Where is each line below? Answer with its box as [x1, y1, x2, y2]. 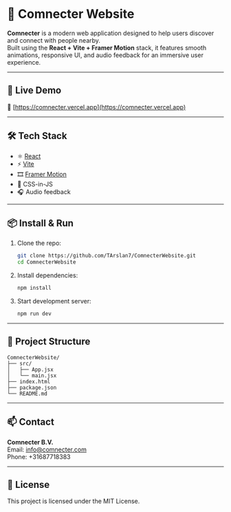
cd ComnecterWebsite [16, 259, 76, 266]
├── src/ [7, 360, 32, 367]
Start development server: [16, 297, 91, 305]
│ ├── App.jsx [7, 366, 54, 373]
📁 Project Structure [7, 336, 91, 348]
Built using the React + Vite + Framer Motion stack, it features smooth [7, 43, 207, 52]
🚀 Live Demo [7, 85, 62, 96]
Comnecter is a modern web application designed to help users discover [7, 29, 214, 37]
